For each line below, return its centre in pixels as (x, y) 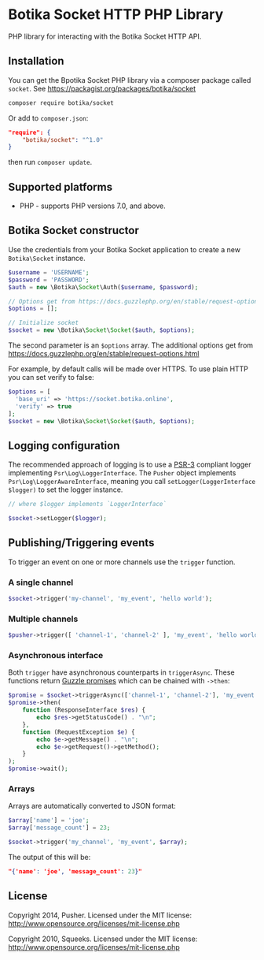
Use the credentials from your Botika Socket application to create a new (125, 249)
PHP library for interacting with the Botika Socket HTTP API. (105, 36)
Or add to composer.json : (48, 118)
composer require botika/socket (61, 103)
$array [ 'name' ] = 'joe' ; (49, 820)
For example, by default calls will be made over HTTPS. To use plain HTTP (128, 369)
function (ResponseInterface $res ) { (84, 710)
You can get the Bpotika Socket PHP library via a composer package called (130, 80)
